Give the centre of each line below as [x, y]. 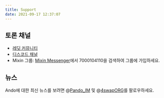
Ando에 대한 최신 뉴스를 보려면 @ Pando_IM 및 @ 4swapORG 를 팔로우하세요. [80, 90]
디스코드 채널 [25, 54]
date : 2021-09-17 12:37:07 [33, 14]
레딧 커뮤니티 [25, 48]
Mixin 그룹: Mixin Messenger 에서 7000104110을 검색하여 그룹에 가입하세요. [86, 61]
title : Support [21, 10]
